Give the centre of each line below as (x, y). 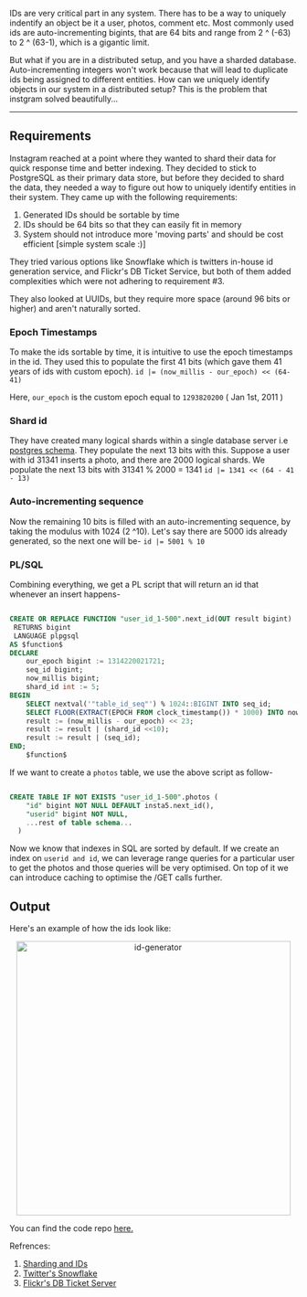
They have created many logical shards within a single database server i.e (149, 441)
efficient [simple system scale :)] (84, 244)
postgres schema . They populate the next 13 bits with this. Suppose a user (150, 451)
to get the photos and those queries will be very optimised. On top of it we (149, 868)
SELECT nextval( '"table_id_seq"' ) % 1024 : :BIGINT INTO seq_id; (149, 704)
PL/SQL (26, 564)
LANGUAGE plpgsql (46, 636)
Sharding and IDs (55, 1264)
